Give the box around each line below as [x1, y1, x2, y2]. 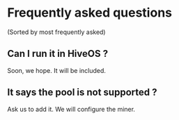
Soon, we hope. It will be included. [7, 66, 107, 74]
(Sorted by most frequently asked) [7, 28, 106, 36]
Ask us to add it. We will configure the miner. [7, 105, 136, 113]
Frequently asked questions [7, 5, 173, 21]
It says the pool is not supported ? [7, 87, 157, 98]
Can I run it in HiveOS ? [7, 48, 109, 60]
